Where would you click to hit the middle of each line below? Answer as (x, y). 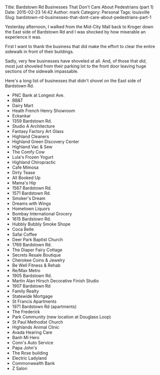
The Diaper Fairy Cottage (37, 250)
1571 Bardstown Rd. (31, 193)
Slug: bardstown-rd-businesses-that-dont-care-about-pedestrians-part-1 (78, 17)
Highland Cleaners (30, 136)
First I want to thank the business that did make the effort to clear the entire (80, 46)
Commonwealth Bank (33, 363)
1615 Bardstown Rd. (31, 219)
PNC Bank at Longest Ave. (38, 95)
